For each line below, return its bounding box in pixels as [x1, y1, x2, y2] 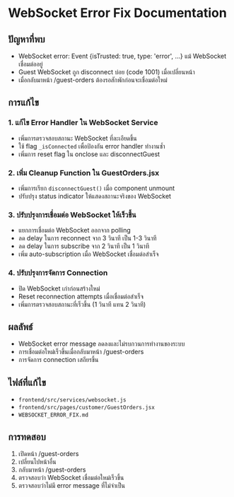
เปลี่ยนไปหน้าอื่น [18, 457, 57, 466]
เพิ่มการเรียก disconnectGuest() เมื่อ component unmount [18, 184, 175, 192]
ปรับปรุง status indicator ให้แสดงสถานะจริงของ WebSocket [18, 192, 172, 200]
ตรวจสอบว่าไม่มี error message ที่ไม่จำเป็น [18, 481, 126, 490]
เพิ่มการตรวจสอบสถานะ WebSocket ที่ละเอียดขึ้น [18, 134, 137, 142]
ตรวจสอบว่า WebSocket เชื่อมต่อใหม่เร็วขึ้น [18, 474, 124, 482]
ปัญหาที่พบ [8, 33, 45, 45]
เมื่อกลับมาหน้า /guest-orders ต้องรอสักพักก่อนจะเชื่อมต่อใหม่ [18, 76, 168, 84]
